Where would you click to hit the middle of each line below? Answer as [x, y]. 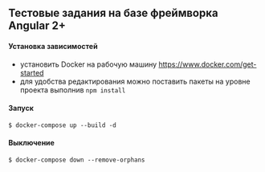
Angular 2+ [37, 26]
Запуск [21, 109]
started [32, 72]
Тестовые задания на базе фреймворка [113, 13]
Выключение [31, 143]
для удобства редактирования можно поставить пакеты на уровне [135, 81]
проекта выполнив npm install [73, 90]
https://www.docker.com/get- [208, 64]
